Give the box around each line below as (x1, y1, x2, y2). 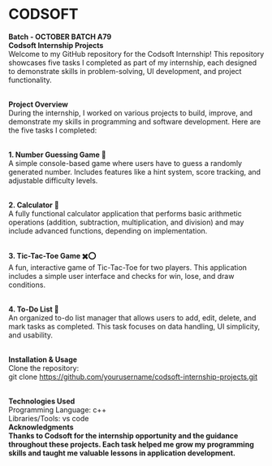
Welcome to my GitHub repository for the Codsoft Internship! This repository (8, 49, 265, 59)
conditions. (8, 280, 46, 290)
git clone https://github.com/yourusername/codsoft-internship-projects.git (8, 372, 258, 381)
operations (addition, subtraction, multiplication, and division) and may (8, 217, 244, 227)
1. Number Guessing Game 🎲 (8, 150, 107, 159)
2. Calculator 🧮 (8, 200, 59, 210)
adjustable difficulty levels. (8, 176, 98, 185)
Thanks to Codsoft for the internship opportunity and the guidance (8, 430, 239, 440)
